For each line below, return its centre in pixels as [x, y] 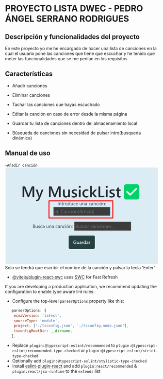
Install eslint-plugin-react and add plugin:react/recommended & [74, 366]
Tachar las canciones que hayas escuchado [56, 104]
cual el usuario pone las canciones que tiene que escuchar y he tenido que [80, 53]
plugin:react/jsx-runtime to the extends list [56, 371]
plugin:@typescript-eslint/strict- [122, 351]
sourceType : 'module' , [37, 321]
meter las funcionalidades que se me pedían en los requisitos [66, 59]
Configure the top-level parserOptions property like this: [68, 301]
